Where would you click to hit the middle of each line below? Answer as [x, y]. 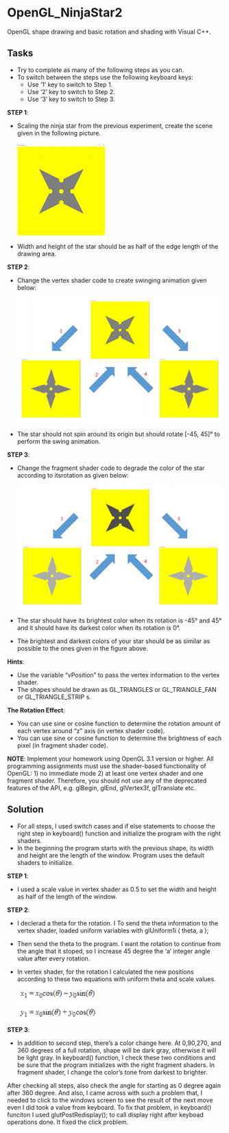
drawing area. [37, 254]
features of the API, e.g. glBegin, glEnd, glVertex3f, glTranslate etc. [101, 788]
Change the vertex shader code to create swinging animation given [112, 280]
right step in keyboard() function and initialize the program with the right [119, 833]
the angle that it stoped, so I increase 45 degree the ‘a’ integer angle [113, 951]
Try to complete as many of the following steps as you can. [100, 69]
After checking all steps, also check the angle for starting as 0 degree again [114, 1085]
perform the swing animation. [59, 442]
